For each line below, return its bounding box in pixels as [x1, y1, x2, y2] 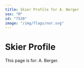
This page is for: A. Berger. [5, 58, 59, 64]
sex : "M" [5, 12, 23, 17]
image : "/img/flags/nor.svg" [5, 20, 64, 26]
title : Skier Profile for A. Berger [5, 7, 79, 12]
